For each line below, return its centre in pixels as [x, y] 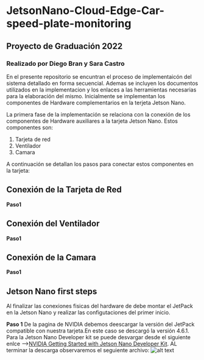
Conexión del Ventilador [53, 224]
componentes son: [30, 127]
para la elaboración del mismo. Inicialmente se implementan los [86, 96]
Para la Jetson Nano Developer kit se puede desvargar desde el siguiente [98, 337]
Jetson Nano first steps [52, 291]
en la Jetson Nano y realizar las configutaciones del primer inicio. [88, 312]
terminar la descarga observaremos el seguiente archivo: [78, 350]
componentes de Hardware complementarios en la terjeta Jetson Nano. [96, 103]
